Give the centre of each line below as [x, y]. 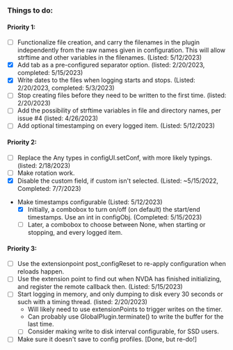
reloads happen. [41, 272]
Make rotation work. [46, 173]
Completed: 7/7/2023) [49, 188]
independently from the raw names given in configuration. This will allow [121, 50]
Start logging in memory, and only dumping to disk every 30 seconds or [120, 294]
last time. [41, 324]
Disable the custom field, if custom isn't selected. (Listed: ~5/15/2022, [118, 181]
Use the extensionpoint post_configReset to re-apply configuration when [121, 264]
